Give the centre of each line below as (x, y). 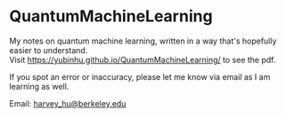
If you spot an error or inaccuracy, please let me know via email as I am (140, 76)
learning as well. (39, 86)
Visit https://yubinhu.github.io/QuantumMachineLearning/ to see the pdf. (143, 59)
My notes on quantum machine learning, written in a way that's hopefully (143, 41)
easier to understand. (49, 50)
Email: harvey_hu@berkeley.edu (68, 103)
